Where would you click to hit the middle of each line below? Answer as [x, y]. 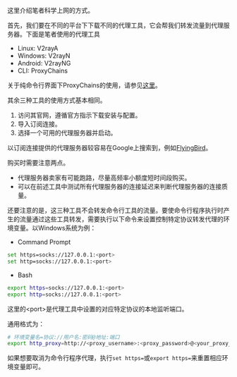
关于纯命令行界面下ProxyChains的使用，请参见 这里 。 [84, 85]
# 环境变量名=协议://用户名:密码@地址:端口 [63, 337]
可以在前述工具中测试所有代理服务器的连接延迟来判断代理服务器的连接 [120, 186]
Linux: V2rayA [38, 48]
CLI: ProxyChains [43, 70]
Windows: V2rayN [44, 56]
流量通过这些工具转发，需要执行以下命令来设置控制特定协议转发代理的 [121, 219]
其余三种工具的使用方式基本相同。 [57, 100]
